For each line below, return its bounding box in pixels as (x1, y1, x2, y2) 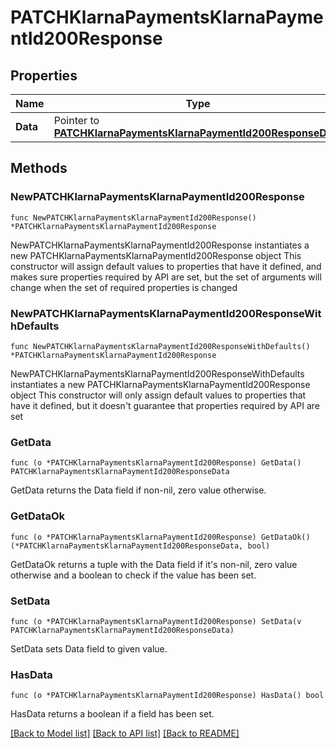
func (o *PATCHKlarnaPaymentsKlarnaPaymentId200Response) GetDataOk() (10, 532, 311, 542)
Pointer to (53, 114, 100, 127)
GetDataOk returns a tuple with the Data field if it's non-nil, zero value (10, 558, 298, 570)
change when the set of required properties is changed (10, 281, 238, 293)
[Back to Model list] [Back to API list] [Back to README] (10, 727, 240, 740)
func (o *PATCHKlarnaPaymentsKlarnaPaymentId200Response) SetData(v (10, 616, 302, 626)
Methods (10, 160, 68, 177)
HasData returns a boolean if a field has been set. (10, 708, 215, 720)
